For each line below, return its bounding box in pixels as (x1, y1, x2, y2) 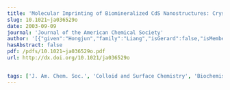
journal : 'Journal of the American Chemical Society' (7, 29, 164, 36)
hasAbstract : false (7, 42, 63, 48)
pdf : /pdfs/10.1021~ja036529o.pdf (7, 48, 106, 55)
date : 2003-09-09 (7, 22, 57, 29)
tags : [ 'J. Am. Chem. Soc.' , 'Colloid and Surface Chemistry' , (7, 72, 192, 79)
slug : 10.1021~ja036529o (7, 16, 78, 23)
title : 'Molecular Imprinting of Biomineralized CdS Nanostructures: (7, 10, 210, 17)
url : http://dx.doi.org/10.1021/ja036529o (7, 55, 130, 61)
